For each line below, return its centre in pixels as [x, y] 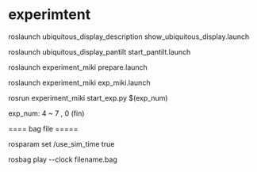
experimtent [50, 15]
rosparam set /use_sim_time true [61, 143]
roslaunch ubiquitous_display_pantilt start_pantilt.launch [100, 52]
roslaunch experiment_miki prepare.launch [78, 67]
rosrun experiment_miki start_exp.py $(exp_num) [88, 97]
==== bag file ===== [43, 128]
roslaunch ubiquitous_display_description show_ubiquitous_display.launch [129, 36]
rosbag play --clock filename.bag [63, 159]
